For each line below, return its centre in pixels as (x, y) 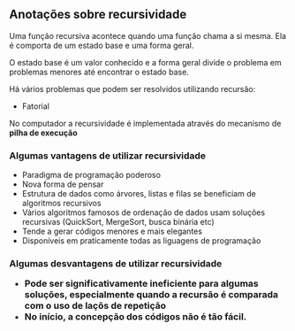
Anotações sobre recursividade (98, 15)
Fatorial (36, 106)
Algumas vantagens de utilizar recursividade (107, 156)
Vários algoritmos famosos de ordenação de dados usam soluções (144, 212)
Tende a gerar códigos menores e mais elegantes (112, 231)
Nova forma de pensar (63, 184)
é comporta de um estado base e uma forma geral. (102, 45)
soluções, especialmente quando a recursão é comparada (151, 295)
